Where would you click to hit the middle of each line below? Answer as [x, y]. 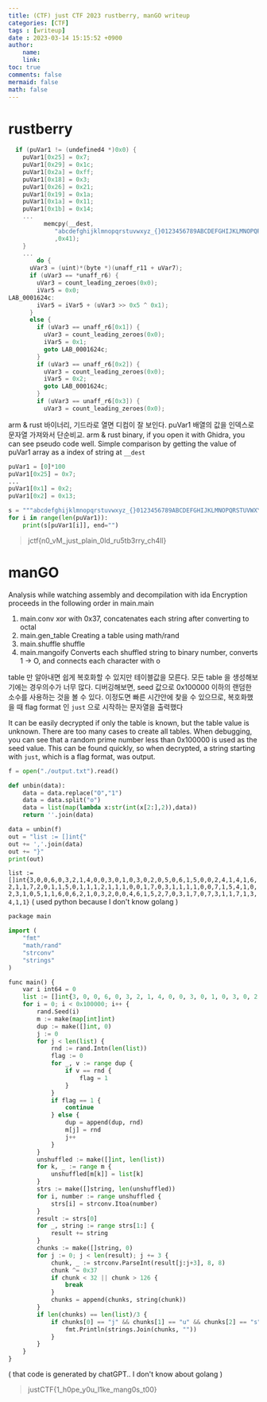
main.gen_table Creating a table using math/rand [100, 635]
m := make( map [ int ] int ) [76, 1019]
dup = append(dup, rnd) [104, 1123]
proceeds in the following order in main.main [81, 603]
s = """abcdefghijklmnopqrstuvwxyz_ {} [72, 511]
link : [32, 60]
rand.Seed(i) [58, 1012]
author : [21, 45]
